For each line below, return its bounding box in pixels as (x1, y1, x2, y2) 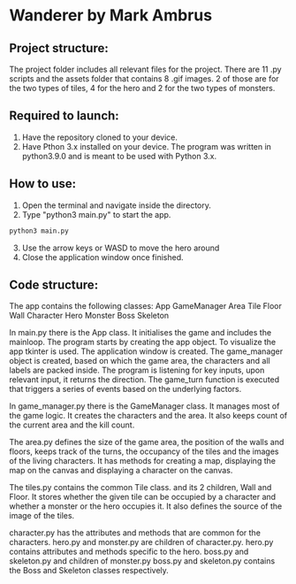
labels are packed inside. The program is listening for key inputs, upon (9, 365, 265, 376)
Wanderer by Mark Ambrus (9, 5, 213, 26)
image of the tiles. (9, 511, 75, 521)
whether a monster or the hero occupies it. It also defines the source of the (9, 501, 283, 511)
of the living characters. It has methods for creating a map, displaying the (9, 456, 277, 466)
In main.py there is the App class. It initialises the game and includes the (9, 327, 272, 338)
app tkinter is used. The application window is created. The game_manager (9, 346, 284, 357)
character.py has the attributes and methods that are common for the (9, 527, 261, 538)
